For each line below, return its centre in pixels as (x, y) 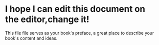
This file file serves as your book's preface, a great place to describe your (79, 33)
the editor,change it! (47, 19)
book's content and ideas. (31, 38)
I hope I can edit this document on (75, 9)
